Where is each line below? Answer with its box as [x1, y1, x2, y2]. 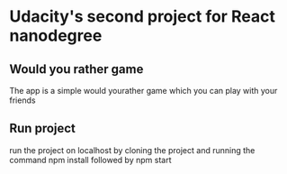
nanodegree [9, 25, 103, 46]
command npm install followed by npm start [9, 154, 172, 165]
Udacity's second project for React [9, 6, 276, 27]
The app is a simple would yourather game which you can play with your [9, 86, 278, 96]
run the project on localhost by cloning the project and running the [9, 144, 256, 155]
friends [9, 95, 36, 105]
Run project [9, 121, 76, 136]
